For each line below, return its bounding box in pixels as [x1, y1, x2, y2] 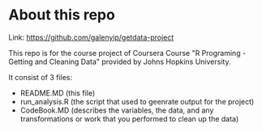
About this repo [8, 6, 115, 24]
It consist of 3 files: [8, 72, 73, 82]
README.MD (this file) [19, 87, 96, 98]
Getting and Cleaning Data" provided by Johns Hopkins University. [8, 57, 231, 66]
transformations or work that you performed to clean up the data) [19, 113, 239, 123]
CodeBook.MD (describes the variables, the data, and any [19, 105, 214, 115]
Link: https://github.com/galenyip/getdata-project [8, 32, 174, 42]
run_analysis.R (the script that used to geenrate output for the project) [19, 96, 255, 106]
